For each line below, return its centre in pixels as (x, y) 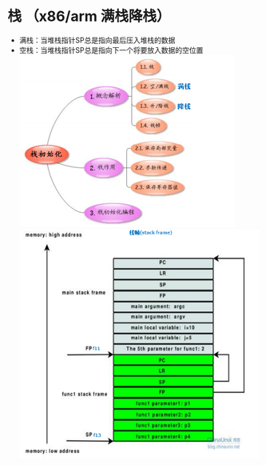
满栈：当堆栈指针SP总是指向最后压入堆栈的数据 (97, 40)
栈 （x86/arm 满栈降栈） (89, 16)
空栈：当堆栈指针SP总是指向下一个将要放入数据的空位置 (111, 50)
